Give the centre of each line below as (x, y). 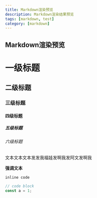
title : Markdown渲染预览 (29, 10)
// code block (20, 186)
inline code (17, 178)
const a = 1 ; (19, 191)
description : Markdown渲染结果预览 (40, 14)
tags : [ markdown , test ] (30, 19)
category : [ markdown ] (27, 24)
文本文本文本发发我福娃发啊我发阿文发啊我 (48, 158)
